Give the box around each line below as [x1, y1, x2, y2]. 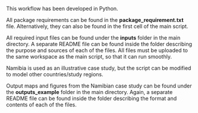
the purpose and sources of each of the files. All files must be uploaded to [6, 47, 188, 54]
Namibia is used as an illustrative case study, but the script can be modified [6, 64, 191, 72]
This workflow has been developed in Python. [6, 5, 118, 12]
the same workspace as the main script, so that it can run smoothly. [6, 53, 172, 60]
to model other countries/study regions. [6, 71, 103, 78]
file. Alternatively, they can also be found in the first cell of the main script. [6, 23, 188, 30]
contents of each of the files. [6, 101, 77, 108]
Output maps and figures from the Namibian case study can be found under [6, 82, 192, 89]
